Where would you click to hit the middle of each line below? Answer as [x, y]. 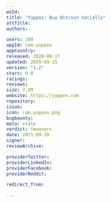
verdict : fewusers [29, 129]
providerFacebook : [29, 168]
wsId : [13, 12]
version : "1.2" [25, 68]
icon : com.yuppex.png [33, 112]
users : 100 [20, 40]
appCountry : [21, 51]
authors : [17, 29]
